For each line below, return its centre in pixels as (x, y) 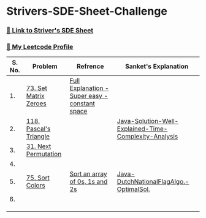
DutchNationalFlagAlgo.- (153, 182)
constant (82, 103)
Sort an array (88, 174)
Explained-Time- (142, 129)
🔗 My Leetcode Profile (40, 47)
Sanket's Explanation (157, 67)
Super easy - (89, 96)
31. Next (39, 146)
